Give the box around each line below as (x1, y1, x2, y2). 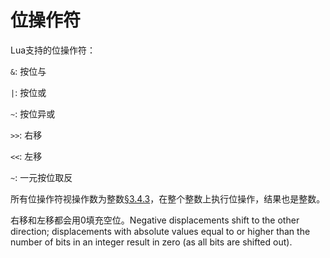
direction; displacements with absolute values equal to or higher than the (10, 225, 311, 237)
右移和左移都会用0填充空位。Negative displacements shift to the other (10, 214, 300, 226)
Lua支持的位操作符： (10, 44, 97, 56)
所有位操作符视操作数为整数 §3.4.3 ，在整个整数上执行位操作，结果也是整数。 (10, 192, 326, 205)
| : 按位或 (10, 86, 47, 98)
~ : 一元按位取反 (10, 171, 73, 183)
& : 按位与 (10, 65, 47, 77)
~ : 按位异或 (10, 107, 56, 120)
